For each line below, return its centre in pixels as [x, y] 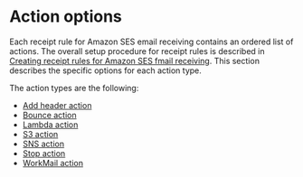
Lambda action [50, 125]
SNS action [43, 144]
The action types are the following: [74, 88]
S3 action [40, 134]
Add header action [57, 105]
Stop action [44, 153]
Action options [66, 17]
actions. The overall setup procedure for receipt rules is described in [137, 51]
